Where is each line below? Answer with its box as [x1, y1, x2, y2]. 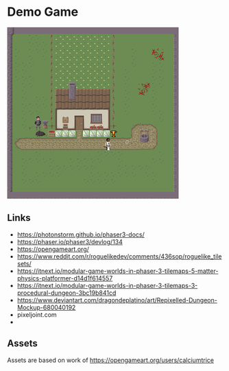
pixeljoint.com [16, 310, 57, 319]
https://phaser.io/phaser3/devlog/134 [16, 237, 123, 246]
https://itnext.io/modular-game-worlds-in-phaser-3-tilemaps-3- [16, 281, 198, 289]
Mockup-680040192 [16, 303, 76, 311]
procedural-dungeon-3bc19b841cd [16, 289, 117, 297]
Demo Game [7, 4, 79, 20]
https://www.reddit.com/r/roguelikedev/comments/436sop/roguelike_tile [16, 252, 222, 261]
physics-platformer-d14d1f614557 [16, 274, 113, 282]
